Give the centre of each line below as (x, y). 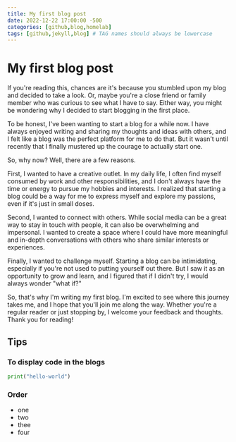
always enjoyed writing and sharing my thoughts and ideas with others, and (117, 132)
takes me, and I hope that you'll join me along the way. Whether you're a (112, 305)
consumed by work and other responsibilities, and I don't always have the (114, 181)
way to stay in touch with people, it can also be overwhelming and (103, 225)
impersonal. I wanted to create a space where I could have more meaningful (118, 233)
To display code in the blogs (56, 362)
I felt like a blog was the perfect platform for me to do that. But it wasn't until (118, 139)
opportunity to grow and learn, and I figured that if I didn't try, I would (108, 276)
